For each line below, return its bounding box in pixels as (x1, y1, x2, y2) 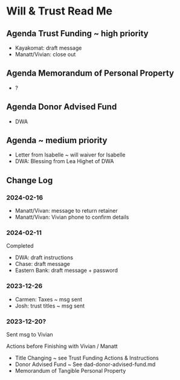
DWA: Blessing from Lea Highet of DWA (14, 158, 114, 165)
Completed (6, 242, 34, 250)
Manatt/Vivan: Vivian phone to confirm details (14, 213, 129, 221)
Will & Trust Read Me (6, 4, 113, 18)
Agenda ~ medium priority (6, 135, 108, 146)
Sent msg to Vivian (6, 331, 53, 338)
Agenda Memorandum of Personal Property (6, 68, 174, 79)
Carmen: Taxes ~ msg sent (14, 295, 83, 303)
